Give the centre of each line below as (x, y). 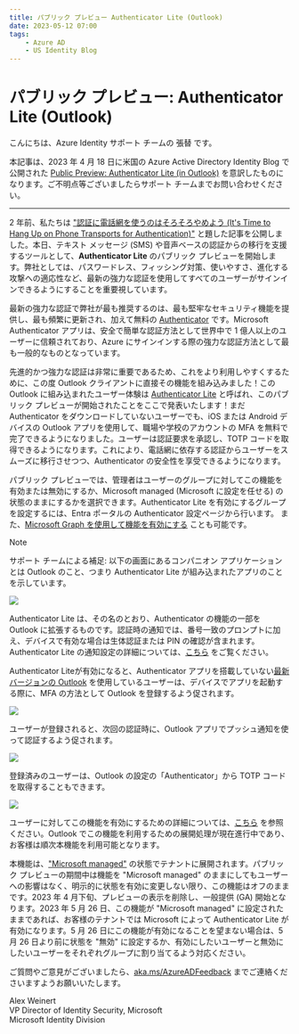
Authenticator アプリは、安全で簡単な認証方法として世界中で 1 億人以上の (144, 331)
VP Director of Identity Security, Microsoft (86, 1010)
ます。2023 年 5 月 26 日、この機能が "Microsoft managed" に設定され (146, 908)
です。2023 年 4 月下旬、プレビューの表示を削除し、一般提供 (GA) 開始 (140, 898)
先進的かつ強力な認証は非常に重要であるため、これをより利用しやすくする (145, 372)
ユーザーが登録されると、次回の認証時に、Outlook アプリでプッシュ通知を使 (149, 729)
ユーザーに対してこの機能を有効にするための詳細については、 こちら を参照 (146, 823)
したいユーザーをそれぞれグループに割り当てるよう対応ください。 (130, 953)
